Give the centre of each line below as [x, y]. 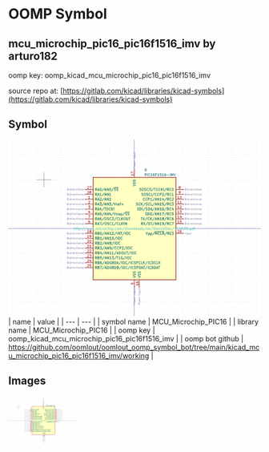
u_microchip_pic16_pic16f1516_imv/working [79, 355]
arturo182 [33, 56]
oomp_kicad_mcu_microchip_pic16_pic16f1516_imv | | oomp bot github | [126, 338]
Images [27, 381]
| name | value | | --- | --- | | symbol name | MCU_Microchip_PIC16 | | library [133, 321]
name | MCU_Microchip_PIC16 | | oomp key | [82, 330]
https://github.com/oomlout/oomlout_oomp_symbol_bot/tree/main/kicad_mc [134, 347]
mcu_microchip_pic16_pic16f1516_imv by [112, 44]
